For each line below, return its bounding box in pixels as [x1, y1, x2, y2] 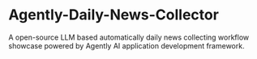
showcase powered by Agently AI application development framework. [8, 40, 245, 50]
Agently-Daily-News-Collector [8, 6, 219, 24]
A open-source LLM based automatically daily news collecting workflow [8, 32, 250, 42]
